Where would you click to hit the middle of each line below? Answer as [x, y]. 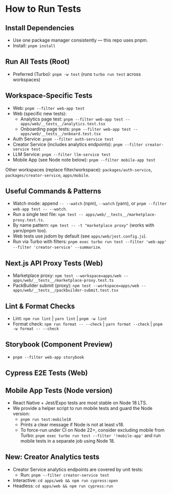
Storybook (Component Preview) [59, 344]
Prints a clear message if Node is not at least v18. [72, 425]
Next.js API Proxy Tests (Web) [54, 263]
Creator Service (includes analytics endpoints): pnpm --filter [78, 144]
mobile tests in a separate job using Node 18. [68, 441]
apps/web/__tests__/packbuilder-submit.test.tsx [66, 290]
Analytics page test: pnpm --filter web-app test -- [75, 119]
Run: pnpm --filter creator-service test [65, 475]
